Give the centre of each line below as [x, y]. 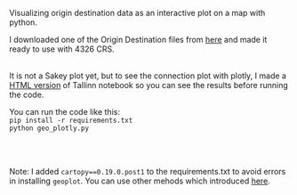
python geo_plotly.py [49, 128]
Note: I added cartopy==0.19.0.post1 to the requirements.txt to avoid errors [148, 171]
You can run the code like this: [64, 112]
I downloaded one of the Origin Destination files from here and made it [138, 40]
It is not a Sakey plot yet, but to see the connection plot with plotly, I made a [148, 76]
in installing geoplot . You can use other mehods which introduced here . [140, 181]
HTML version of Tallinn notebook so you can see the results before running [149, 85]
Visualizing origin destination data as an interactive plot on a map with [137, 13]
